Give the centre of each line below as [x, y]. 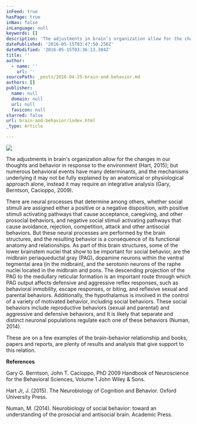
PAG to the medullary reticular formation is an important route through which [98, 276]
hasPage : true [23, 17]
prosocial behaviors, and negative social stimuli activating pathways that [94, 220]
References [21, 361]
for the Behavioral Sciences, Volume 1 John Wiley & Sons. [76, 379]
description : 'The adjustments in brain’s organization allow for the [94, 39]
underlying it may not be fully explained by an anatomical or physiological [95, 178]
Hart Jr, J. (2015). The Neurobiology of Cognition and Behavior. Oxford [91, 391]
